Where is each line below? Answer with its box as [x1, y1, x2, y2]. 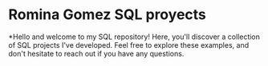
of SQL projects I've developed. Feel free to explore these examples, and [8, 40, 250, 49]
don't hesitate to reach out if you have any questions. [8, 49, 185, 58]
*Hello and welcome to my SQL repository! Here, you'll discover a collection [8, 32, 261, 41]
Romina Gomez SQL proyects [8, 6, 207, 24]
